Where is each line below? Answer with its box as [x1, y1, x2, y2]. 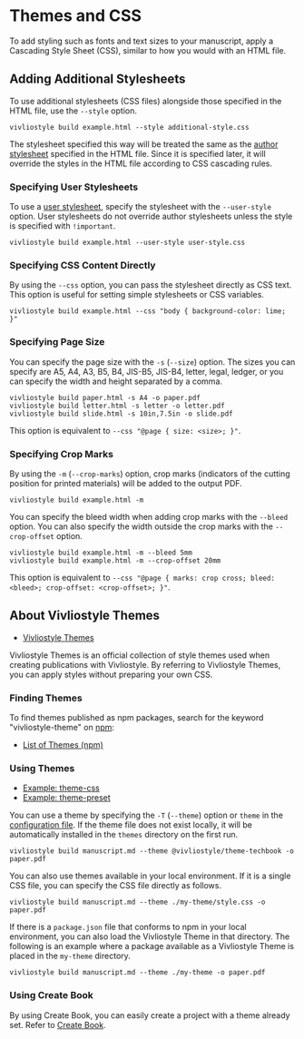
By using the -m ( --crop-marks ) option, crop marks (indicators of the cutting [9, 468, 290, 479]
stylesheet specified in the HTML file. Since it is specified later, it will [9, 148, 266, 159]
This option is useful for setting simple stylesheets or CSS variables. [9, 289, 265, 300]
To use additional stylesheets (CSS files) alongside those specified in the [9, 95, 282, 106]
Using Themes [9, 761, 75, 774]
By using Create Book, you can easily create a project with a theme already [9, 1009, 290, 1021]
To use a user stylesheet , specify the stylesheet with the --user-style [9, 201, 272, 212]
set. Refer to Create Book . [9, 1019, 106, 1030]
